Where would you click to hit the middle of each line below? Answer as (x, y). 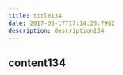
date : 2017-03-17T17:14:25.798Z (61, 23)
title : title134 (35, 16)
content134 (37, 63)
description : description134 (56, 30)
